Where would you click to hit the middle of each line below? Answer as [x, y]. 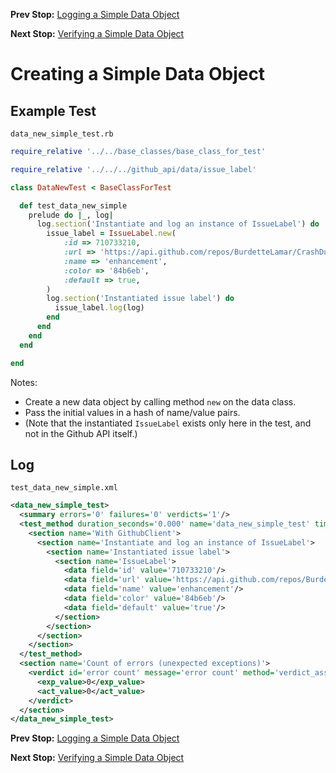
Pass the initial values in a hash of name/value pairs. [132, 412]
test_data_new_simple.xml [64, 488]
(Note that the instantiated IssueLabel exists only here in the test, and [168, 423]
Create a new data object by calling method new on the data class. [160, 401]
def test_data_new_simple [73, 205]
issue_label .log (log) [99, 308]
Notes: [24, 382]
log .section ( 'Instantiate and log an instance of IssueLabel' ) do [178, 224]
